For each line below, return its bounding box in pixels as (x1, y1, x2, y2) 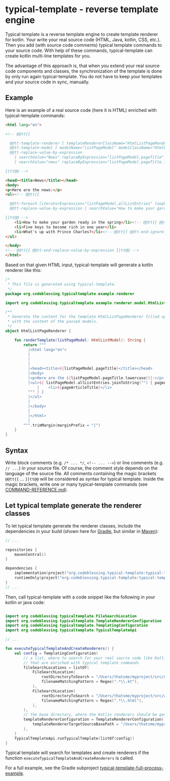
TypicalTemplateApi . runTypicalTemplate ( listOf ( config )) (14, 736, 135, 741)
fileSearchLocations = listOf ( (23, 665, 90, 670)
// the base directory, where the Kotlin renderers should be (23, 712, 157, 717)
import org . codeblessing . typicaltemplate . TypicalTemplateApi (5, 628, 137, 633)
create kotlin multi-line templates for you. (5, 52, 91, 59)
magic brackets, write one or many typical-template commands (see (5, 481, 148, 487)
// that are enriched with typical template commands (23, 660, 139, 665)
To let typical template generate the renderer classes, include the (5, 522, 141, 529)
